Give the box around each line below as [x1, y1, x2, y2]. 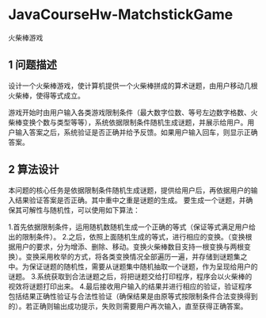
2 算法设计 [8, 163, 59, 176]
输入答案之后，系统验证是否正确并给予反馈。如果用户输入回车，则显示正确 [14, 127, 258, 136]
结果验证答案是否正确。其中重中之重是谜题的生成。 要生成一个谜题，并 [14, 195, 246, 205]
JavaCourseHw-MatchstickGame [8, 6, 234, 24]
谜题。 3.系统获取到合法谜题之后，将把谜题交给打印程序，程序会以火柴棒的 [8, 271, 253, 281]
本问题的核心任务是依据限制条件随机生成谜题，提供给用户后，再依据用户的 [8, 185, 251, 195]
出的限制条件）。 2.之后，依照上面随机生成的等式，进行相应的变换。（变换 [8, 232, 245, 241]
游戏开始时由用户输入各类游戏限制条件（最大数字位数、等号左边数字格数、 [8, 107, 251, 117]
